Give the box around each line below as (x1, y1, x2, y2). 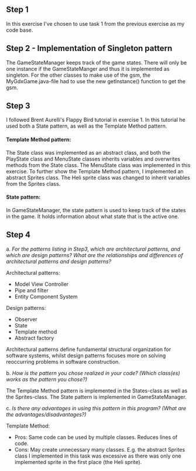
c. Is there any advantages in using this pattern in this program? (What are (6, 404, 187, 412)
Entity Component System (14, 293, 78, 300)
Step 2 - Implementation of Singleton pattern (6, 43, 173, 53)
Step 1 (6, 5, 29, 15)
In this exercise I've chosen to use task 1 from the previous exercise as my (6, 20, 185, 27)
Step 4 (6, 230, 31, 240)
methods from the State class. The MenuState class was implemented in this (6, 161, 191, 169)
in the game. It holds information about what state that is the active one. (6, 213, 180, 220)
